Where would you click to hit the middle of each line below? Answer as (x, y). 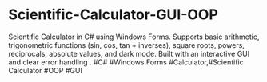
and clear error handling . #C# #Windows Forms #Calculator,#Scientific (126, 62)
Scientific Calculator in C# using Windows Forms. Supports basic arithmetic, (134, 37)
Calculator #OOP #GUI (45, 70)
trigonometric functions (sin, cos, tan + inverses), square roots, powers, (127, 45)
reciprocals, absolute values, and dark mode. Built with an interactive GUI (129, 53)
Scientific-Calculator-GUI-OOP (113, 15)
